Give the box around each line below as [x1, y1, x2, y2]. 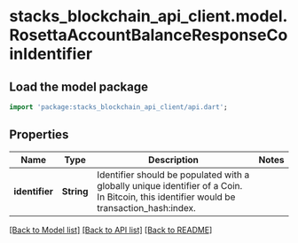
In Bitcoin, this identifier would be [97, 191, 236, 203]
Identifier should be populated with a [97, 169, 250, 181]
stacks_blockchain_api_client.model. [9, 6, 288, 27]
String [61, 184, 89, 197]
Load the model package [9, 79, 149, 94]
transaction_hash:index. [97, 201, 197, 214]
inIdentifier [9, 44, 93, 64]
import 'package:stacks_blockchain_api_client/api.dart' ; [9, 103, 228, 112]
